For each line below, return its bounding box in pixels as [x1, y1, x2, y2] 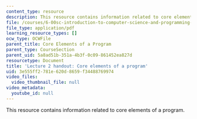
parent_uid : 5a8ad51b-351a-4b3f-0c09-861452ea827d [6, 52, 133, 58]
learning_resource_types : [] [6, 30, 77, 36]
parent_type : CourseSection [6, 47, 75, 53]
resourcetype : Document [6, 57, 64, 63]
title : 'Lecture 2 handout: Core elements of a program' [6, 63, 148, 69]
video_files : [6, 74, 38, 80]
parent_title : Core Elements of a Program [6, 42, 111, 47]
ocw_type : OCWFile [6, 36, 51, 42]
